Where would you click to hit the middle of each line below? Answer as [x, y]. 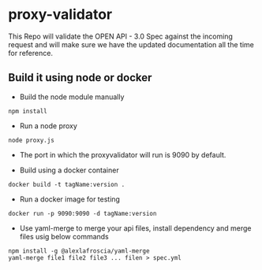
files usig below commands [64, 236]
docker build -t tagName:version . [67, 184]
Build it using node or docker [80, 78]
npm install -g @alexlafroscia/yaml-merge [79, 251]
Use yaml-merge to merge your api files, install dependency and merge [135, 228]
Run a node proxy [48, 126]
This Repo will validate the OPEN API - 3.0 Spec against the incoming [120, 36]
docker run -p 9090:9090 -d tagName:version [82, 213]
